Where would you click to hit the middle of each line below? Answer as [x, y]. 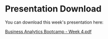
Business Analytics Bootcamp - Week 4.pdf [48, 31]
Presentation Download [53, 9]
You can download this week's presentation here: [54, 22]
